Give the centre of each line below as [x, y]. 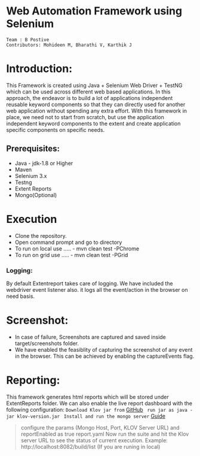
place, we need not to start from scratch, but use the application [85, 117]
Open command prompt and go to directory [68, 242]
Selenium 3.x [31, 176]
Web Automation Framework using [94, 11]
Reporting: [33, 380]
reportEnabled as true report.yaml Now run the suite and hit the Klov [105, 434]
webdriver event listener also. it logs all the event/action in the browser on [97, 289]
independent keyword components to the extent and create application [93, 123]
